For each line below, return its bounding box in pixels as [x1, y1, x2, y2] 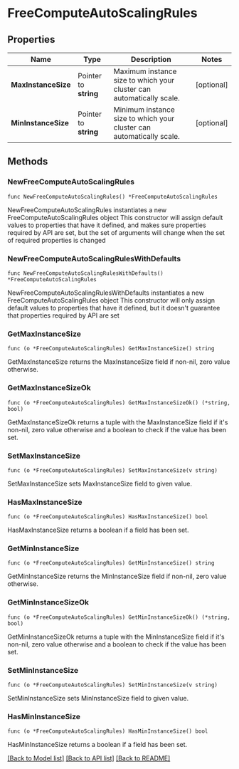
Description [130, 55, 172, 64]
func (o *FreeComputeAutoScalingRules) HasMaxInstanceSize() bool [7, 513, 208, 520]
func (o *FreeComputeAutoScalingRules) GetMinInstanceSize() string [7, 560, 215, 567]
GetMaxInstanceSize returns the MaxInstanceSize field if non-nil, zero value [7, 357, 230, 366]
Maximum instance [113, 66, 177, 76]
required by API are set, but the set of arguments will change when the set [7, 228, 225, 236]
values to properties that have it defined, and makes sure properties [7, 221, 206, 229]
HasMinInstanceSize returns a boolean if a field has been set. [7, 741, 188, 749]
